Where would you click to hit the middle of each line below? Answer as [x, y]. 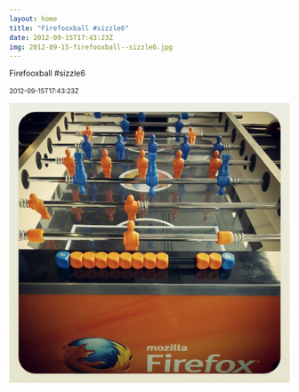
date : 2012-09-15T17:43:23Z [61, 37]
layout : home [33, 19]
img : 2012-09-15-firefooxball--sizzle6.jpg [91, 47]
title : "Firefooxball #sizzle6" [69, 28]
